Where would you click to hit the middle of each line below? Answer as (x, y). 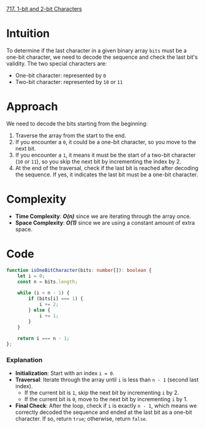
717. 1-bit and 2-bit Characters (44, 9)
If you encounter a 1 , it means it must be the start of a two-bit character (105, 155)
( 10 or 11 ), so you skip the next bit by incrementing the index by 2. (98, 161)
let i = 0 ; (31, 276)
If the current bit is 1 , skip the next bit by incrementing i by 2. (102, 393)
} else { (39, 310)
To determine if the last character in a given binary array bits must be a (97, 50)
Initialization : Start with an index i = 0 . (65, 374)
